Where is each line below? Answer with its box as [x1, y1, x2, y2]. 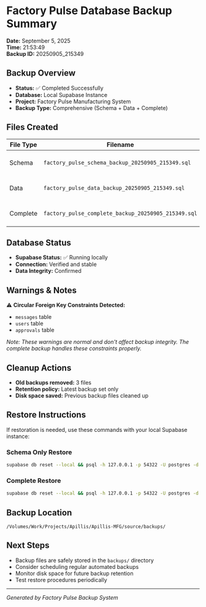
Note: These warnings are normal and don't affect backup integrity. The [6, 339, 189, 346]
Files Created [6, 122, 58, 133]
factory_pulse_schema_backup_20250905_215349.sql [43, 159, 191, 166]
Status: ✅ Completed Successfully [15, 84, 104, 92]
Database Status [6, 237, 72, 248]
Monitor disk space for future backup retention [15, 570, 134, 577]
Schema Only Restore [6, 448, 72, 456]
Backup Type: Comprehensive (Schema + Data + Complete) [15, 104, 168, 111]
